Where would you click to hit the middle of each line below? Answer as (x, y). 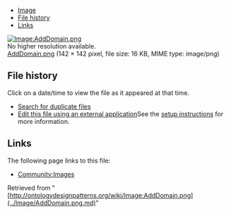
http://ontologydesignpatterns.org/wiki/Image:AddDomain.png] (101, 195)
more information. (43, 121)
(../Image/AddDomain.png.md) (52, 203)
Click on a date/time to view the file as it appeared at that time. (98, 93)
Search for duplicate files (54, 106)
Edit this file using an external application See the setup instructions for (120, 114)
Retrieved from (29, 188)
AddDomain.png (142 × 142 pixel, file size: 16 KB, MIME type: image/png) (114, 53)
